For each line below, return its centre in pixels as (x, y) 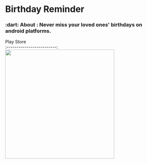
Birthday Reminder (45, 9)
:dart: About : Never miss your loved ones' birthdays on (74, 25)
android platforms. (28, 31)
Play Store (16, 42)
